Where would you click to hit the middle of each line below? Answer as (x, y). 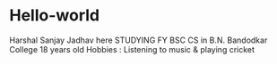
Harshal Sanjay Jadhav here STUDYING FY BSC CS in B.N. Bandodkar (138, 40)
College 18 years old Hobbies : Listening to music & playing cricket (132, 49)
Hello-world (55, 16)
